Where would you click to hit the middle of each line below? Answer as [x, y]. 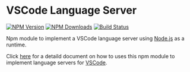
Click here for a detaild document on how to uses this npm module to [91, 56]
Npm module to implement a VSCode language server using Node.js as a [96, 38]
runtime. [16, 45]
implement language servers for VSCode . [57, 62]
